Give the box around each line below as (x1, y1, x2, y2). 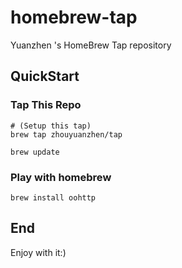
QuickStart (10, 68, 80, 85)
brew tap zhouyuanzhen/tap (10, 129, 123, 140)
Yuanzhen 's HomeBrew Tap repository (10, 39, 172, 51)
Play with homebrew (10, 170, 112, 184)
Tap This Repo (10, 98, 82, 112)
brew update (10, 147, 60, 157)
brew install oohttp (10, 192, 97, 203)
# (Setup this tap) (10, 121, 92, 131)
